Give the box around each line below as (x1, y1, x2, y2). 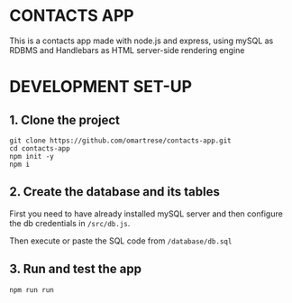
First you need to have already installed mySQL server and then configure (9, 208, 284, 219)
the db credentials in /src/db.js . (9, 217, 131, 228)
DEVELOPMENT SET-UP (9, 77, 192, 97)
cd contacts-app (9, 143, 70, 153)
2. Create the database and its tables (9, 184, 221, 199)
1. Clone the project (9, 112, 120, 127)
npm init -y (9, 151, 54, 161)
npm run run (9, 285, 54, 294)
